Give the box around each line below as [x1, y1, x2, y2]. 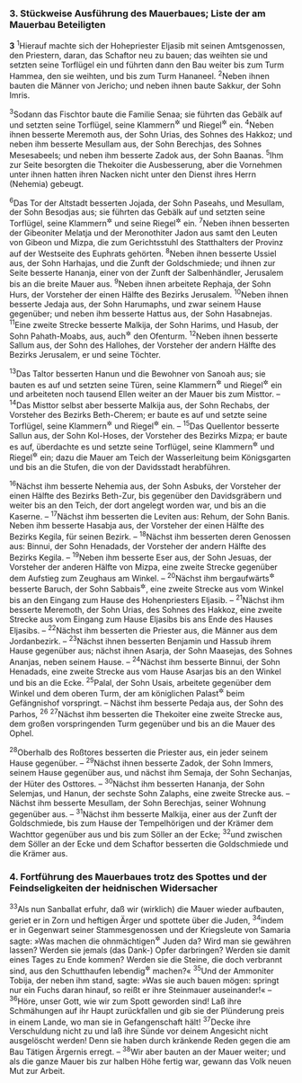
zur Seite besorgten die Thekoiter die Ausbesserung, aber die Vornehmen [9, 159, 283, 170]
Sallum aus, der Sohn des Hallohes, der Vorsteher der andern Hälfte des [9, 340, 277, 351]
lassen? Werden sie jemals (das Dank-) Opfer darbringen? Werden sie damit [9, 945, 290, 955]
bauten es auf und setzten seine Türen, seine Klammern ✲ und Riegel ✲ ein [9, 377, 282, 390]
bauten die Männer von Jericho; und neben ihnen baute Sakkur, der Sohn [9, 80, 281, 91]
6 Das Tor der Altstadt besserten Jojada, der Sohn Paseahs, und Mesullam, [9, 196, 285, 209]
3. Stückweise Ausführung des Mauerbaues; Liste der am [9, 7, 266, 20]
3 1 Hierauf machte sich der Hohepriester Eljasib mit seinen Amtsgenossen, [9, 39, 286, 51]
